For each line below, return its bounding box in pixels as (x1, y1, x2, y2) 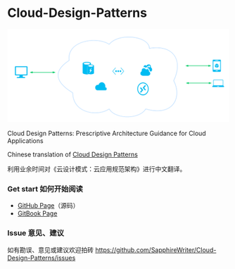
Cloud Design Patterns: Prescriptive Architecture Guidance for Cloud (7, 129, 206, 138)
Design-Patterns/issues (7, 254, 76, 262)
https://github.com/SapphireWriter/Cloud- (94, 245, 217, 254)
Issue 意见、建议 (7, 228, 65, 238)
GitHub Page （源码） (17, 201, 80, 210)
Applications (7, 137, 44, 145)
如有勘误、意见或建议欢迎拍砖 (7, 245, 94, 254)
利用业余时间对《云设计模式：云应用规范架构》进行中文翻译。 (7, 165, 186, 173)
